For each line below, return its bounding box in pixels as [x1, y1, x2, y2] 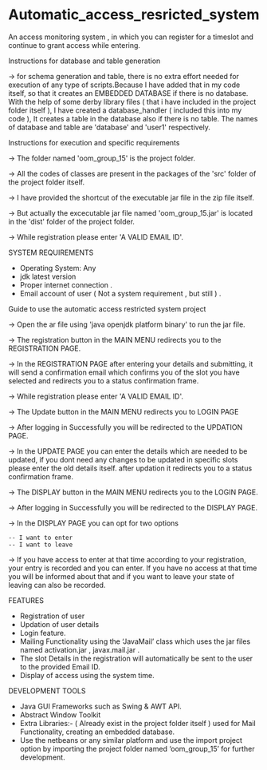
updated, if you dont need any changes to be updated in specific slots [8, 454, 238, 464]
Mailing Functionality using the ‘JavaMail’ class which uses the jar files [19, 637, 251, 646]
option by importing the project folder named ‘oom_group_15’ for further [19, 744, 255, 753]
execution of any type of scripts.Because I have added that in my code [8, 80, 241, 89]
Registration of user [19, 611, 85, 621]
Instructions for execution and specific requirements [8, 137, 180, 147]
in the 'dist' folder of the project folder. [8, 216, 135, 226]
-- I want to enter [8, 534, 73, 542]
